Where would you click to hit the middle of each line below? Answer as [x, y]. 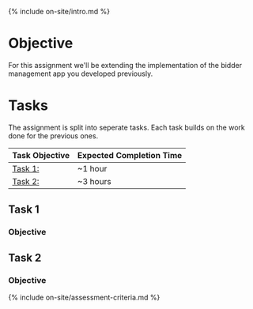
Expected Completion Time [130, 155]
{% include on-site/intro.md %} [59, 11]
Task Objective [41, 155]
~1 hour [93, 168]
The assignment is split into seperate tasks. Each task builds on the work [126, 127]
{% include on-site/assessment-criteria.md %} [84, 297]
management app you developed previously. [81, 73]
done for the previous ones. [53, 136]
